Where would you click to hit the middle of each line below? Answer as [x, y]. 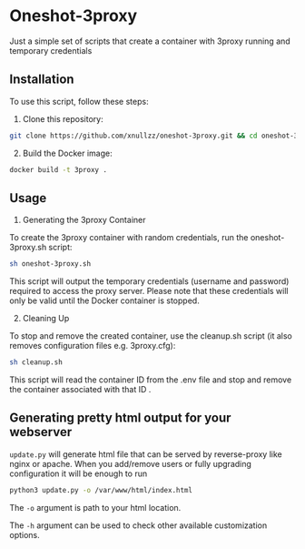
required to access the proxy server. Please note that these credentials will [149, 291]
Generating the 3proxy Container [84, 220]
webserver [41, 432]
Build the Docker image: [68, 153]
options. [25, 534]
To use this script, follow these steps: [79, 101]
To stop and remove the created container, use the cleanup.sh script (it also [151, 336]
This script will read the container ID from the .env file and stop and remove [151, 380]
